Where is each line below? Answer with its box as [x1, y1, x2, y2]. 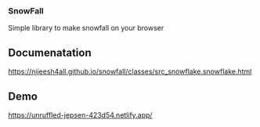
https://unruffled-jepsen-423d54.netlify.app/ [8, 110, 153, 119]
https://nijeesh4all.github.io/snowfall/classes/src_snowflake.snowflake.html [8, 67, 252, 76]
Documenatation [8, 45, 92, 60]
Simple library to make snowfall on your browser [8, 24, 164, 33]
